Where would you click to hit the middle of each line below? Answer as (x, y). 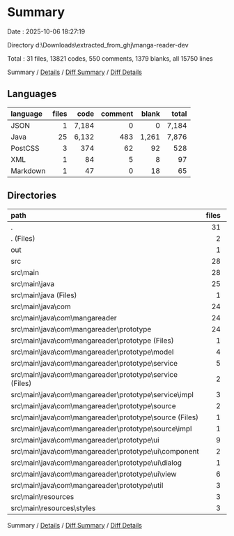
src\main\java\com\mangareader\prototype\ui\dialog (96, 463)
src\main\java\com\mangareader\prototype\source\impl (101, 429)
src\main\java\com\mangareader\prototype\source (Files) (105, 417)
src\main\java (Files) (44, 295)
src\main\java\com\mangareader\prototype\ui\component (105, 451)
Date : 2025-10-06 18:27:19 (46, 31)
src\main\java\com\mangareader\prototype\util (87, 485)
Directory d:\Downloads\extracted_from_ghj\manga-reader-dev (98, 45)
